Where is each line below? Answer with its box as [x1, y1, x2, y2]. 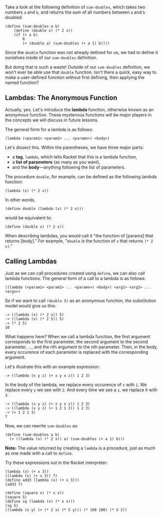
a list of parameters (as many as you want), [12, 159, 101, 165]
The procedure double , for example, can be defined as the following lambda [5, 173, 157, 179]
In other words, [5, 197, 36, 203]
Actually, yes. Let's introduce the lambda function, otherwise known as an [5, 107, 154, 113]
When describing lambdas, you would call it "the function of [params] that [5, 232, 153, 238]
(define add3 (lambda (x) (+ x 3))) [5, 478, 79, 482]
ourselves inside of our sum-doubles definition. [5, 55, 97, 60]
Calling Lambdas [5, 257, 57, 266]
